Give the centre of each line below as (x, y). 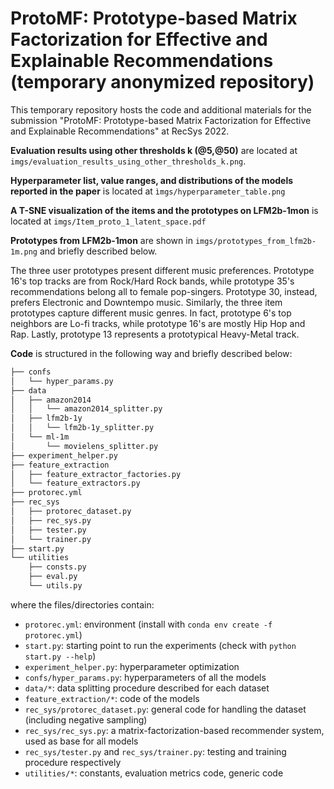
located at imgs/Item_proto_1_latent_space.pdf (108, 221)
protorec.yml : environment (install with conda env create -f (148, 624)
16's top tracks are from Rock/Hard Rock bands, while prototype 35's (152, 281)
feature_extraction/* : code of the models (112, 698)
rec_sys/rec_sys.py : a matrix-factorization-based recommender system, (174, 730)
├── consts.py (57, 567)
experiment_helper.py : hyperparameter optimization (132, 666)
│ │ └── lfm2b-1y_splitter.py (82, 428)
